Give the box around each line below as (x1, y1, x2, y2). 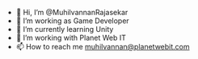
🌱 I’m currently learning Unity (15, 25, 114, 33)
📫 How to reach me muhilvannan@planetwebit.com (15, 42, 190, 51)
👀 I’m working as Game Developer (15, 16, 129, 26)
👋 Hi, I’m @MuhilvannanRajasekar (15, 8, 128, 17)
